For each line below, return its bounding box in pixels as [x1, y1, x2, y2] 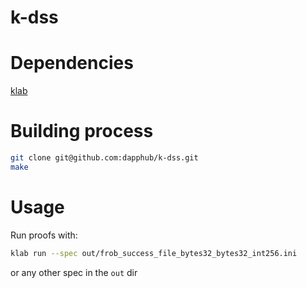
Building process [10, 120, 154, 143]
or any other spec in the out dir [10, 266, 138, 278]
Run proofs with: [10, 229, 78, 241]
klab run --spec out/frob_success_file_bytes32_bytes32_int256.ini [10, 248, 298, 258]
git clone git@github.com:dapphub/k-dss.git [10, 153, 199, 163]
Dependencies [10, 52, 134, 75]
